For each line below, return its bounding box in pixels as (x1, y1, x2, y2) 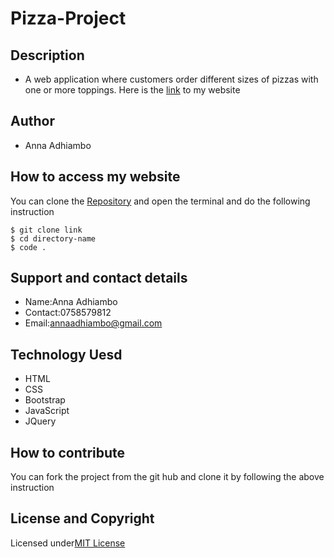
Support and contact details (10, 270, 188, 287)
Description (10, 47, 85, 64)
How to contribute (10, 444, 126, 461)
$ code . (10, 242, 47, 252)
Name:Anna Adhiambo (24, 296, 118, 308)
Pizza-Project (10, 7, 127, 30)
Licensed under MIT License (10, 537, 126, 549)
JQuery (24, 415, 57, 427)
